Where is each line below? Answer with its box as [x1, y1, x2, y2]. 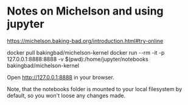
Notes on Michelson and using [7, 4, 164, 18]
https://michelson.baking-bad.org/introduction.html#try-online [7, 37, 164, 44]
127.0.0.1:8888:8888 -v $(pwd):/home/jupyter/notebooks [7, 55, 148, 63]
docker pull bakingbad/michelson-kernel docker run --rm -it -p [7, 49, 165, 56]
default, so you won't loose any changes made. [7, 92, 126, 99]
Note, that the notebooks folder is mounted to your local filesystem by [7, 85, 183, 92]
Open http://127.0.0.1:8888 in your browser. [7, 73, 114, 81]
